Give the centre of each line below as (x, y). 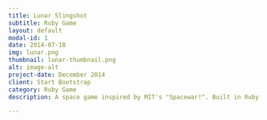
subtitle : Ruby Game (43, 23)
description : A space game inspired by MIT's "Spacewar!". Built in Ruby (134, 97)
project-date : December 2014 (57, 75)
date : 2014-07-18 (37, 45)
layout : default (35, 30)
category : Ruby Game (43, 89)
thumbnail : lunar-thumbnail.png (62, 60)
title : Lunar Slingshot (48, 15)
